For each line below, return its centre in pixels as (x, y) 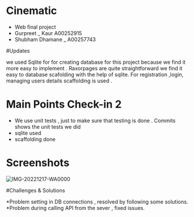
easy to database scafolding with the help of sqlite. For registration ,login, (95, 74)
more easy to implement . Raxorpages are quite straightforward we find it (94, 68)
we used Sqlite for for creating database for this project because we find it (96, 62)
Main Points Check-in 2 (64, 104)
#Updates (18, 50)
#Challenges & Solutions (36, 190)
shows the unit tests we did (47, 126)
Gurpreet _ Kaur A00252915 (48, 33)
